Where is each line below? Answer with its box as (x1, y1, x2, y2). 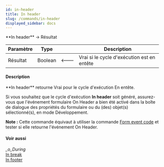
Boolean (37, 57, 56, 64)
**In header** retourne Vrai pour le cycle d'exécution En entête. (5, 84, 135, 90)
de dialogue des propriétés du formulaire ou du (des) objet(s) (5, 104, 128, 110)
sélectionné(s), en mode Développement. (5, 109, 89, 115)
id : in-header (5, 7, 35, 12)
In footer (5, 157, 23, 163)
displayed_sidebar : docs (5, 21, 56, 26)
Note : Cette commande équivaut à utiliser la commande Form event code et (5, 119, 159, 125)
